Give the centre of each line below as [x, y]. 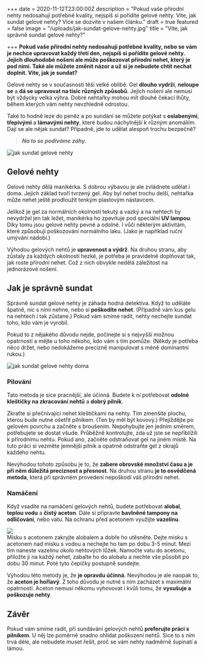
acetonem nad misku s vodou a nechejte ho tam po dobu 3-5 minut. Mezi [99, 544]
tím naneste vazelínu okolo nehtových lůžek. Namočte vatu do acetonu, [97, 550]
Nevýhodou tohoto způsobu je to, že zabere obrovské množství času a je [100, 464]
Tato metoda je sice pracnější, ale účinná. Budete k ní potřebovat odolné [98, 395]
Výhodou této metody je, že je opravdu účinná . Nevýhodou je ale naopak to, [103, 576]
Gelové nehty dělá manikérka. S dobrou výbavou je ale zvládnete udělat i [99, 187]
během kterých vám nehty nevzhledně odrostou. [68, 104]
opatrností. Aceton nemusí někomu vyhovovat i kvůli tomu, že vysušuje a [99, 588]
